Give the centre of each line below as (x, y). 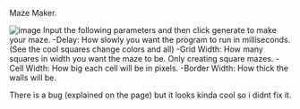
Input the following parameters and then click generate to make (160, 30)
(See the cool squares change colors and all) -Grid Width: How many (137, 49)
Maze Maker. (33, 13)
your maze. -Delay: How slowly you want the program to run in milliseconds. (150, 40)
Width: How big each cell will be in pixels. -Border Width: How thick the (157, 68)
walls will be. (33, 78)
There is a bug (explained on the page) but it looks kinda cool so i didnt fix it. (150, 95)
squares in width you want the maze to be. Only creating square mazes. (141, 59)
